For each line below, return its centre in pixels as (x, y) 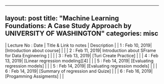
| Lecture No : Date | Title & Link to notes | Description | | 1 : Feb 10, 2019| (79, 45)
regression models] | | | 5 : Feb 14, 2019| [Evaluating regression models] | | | (81, 66)
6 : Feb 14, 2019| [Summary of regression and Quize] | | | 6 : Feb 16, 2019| (79, 71)
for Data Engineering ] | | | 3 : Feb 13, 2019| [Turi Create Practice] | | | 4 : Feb (82, 55)
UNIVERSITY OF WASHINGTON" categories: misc (82, 34)
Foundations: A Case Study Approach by (68, 26)
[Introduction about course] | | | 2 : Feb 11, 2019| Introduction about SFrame (81, 50)
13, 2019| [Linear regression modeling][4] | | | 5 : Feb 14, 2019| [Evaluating (79, 61)
